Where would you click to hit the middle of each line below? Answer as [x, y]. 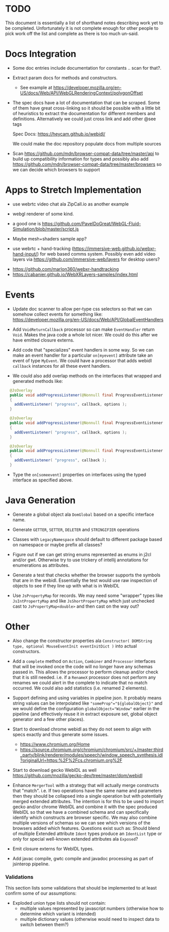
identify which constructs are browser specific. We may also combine [85, 817]
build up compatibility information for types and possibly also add [80, 159]
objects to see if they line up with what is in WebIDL [66, 585]
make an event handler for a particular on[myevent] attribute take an [82, 355]
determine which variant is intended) [58, 914]
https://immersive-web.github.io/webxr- [115, 249]
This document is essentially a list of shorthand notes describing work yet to [84, 23]
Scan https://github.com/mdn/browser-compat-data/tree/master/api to [86, 153]
